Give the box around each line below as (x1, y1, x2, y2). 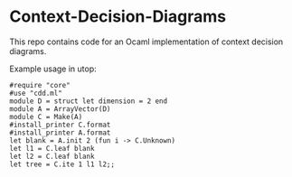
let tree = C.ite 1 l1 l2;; (9, 160, 116, 169)
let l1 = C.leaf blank (9, 144, 95, 153)
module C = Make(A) (9, 112, 83, 121)
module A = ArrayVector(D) (9, 104, 111, 114)
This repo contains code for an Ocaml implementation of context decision (9, 36, 284, 47)
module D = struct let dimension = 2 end (9, 97, 168, 106)
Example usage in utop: (9, 63, 97, 74)
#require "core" (9, 80, 71, 89)
